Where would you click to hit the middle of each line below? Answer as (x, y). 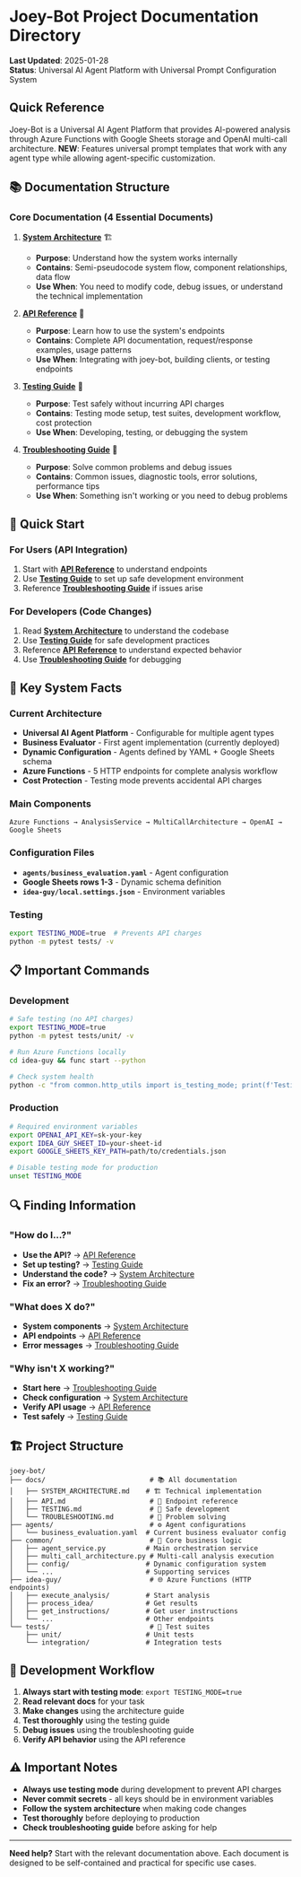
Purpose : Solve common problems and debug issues (134, 467)
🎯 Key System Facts (66, 688)
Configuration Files (52, 852)
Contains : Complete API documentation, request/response (144, 340)
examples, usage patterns (83, 350)
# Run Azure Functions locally (68, 1052)
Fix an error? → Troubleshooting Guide (95, 1283)
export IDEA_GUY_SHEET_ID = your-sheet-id (86, 1143)
